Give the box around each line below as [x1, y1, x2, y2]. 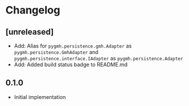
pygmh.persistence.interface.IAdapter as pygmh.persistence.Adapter [14, 55, 183, 61]
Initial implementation [14, 93, 66, 100]
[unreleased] [5, 27, 54, 37]
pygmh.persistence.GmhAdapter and [14, 49, 99, 56]
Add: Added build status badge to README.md [14, 61, 127, 68]
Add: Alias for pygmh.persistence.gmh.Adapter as [14, 42, 132, 49]
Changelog [5, 4, 60, 17]
